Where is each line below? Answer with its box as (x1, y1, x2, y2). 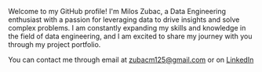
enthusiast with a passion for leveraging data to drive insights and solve (8, 15, 240, 24)
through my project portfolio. (8, 40, 101, 49)
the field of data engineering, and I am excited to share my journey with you (8, 31, 253, 41)
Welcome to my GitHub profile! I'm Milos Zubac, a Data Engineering (8, 7, 226, 16)
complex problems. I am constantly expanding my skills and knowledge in (8, 23, 246, 32)
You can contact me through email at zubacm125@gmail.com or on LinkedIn (8, 55, 254, 64)
